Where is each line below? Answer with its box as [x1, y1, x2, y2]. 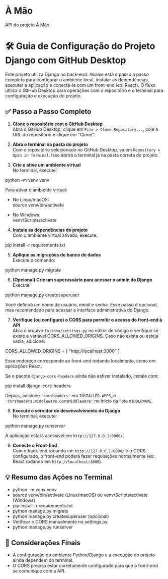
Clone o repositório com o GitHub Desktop [12, 121, 103, 127]
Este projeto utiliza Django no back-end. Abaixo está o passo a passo [5, 71, 149, 77]
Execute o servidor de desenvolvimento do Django [12, 407, 121, 413]
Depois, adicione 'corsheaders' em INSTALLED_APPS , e [5, 392, 116, 398]
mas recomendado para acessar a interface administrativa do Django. [5, 307, 150, 313]
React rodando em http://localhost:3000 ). [12, 458, 103, 464]
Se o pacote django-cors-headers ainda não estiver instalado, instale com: [5, 373, 159, 379]
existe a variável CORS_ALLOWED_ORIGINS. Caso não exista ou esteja [12, 333, 158, 339]
